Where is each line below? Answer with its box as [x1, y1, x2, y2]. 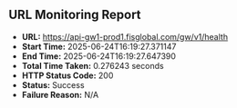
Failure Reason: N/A [21, 89, 99, 100]
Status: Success [21, 79, 85, 90]
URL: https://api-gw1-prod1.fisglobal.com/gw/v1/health [21, 31, 229, 42]
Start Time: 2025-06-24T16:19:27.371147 [21, 41, 177, 52]
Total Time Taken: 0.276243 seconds [21, 60, 165, 71]
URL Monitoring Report [8, 7, 142, 23]
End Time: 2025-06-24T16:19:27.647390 [21, 50, 177, 62]
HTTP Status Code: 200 [21, 70, 114, 81]
